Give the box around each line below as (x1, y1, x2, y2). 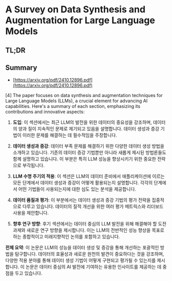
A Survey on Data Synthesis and (5, 4, 146, 15)
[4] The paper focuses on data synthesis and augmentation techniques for (5, 92, 163, 99)
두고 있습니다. (14, 270, 43, 276)
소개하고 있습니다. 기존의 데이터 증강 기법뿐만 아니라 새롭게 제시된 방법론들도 (12, 149, 167, 156)
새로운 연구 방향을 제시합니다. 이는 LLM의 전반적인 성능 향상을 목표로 (26, 227, 164, 233)
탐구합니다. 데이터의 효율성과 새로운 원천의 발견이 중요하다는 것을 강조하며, (14, 251, 164, 257)
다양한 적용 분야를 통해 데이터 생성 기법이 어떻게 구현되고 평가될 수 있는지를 (5, 257, 156, 264)
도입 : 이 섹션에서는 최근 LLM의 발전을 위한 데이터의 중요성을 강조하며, (12, 119, 152, 125)
